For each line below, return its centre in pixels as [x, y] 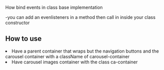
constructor [18, 23]
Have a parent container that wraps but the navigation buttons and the [86, 51]
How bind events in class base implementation [54, 7]
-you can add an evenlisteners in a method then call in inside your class [80, 17]
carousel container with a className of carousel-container [67, 56]
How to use [23, 39]
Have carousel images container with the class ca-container [75, 62]
